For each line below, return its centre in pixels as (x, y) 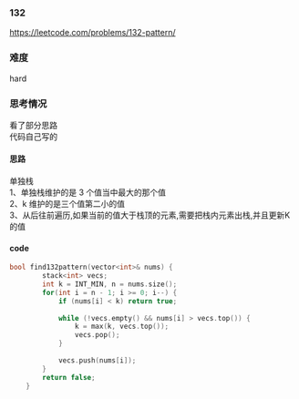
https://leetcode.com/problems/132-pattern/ (93, 33)
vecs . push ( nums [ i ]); (97, 360)
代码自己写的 (33, 136)
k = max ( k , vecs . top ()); (122, 327)
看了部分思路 (33, 125)
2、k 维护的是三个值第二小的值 (67, 204)
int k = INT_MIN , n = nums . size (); (110, 284)
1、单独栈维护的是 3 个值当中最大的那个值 (88, 192)
